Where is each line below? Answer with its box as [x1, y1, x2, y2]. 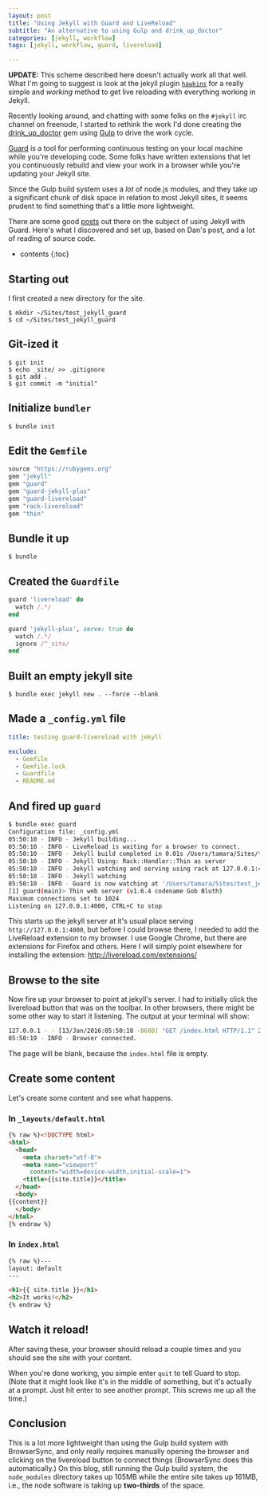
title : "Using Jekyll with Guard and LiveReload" [8, 19, 177, 27]
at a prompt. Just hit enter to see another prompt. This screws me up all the [8, 1385, 257, 1394]
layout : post [8, 11, 52, 20]
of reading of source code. [8, 234, 97, 243]
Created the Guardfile [8, 574, 120, 588]
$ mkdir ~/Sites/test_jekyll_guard [8, 309, 127, 317]
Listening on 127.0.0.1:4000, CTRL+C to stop [8, 902, 162, 910]
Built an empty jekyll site [8, 669, 133, 683]
